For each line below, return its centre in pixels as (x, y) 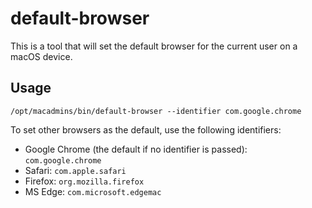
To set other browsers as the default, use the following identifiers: (146, 129)
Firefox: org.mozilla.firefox (84, 181)
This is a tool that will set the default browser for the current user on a (154, 46)
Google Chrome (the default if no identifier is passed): (136, 149)
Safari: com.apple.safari (75, 170)
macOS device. (41, 56)
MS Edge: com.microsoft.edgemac (93, 191)
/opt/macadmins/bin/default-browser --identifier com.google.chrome (156, 111)
